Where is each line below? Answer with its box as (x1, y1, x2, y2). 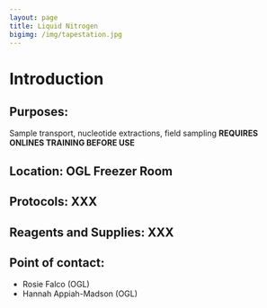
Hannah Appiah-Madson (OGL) (22, 288, 138, 299)
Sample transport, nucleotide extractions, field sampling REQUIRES (9, 128, 259, 139)
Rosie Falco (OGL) (22, 279, 90, 290)
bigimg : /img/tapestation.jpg (9, 30, 123, 39)
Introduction (9, 68, 104, 89)
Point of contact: (9, 255, 105, 270)
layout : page (9, 13, 58, 22)
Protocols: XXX (9, 194, 98, 209)
